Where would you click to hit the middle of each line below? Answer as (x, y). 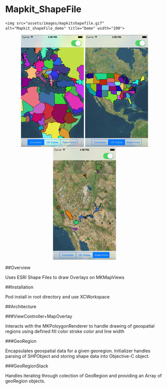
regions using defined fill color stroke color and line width (65, 331)
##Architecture (21, 307)
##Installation (19, 287)
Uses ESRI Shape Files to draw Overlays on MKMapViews (65, 277)
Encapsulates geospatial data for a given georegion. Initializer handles (78, 351)
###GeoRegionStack (27, 366)
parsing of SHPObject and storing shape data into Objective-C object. (77, 356)
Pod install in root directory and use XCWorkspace (57, 297)
